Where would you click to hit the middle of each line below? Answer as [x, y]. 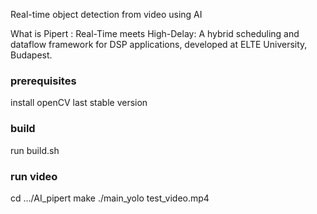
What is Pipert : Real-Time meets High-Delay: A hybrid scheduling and [155, 33]
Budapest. [31, 55]
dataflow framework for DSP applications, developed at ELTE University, [159, 44]
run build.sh [35, 150]
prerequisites [43, 81]
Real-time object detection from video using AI [106, 14]
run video [34, 176]
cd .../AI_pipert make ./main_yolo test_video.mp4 [110, 198]
